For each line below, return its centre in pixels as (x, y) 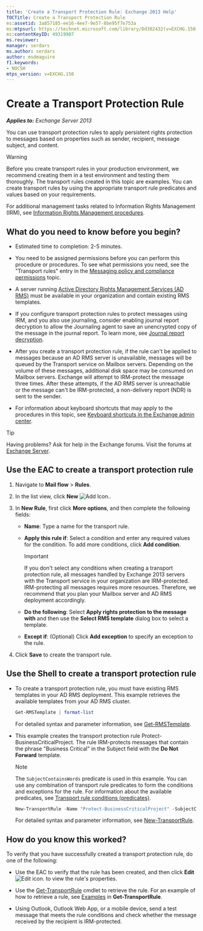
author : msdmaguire (31, 57)
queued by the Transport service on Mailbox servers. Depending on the (104, 364)
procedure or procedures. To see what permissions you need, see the (102, 265)
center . (24, 421)
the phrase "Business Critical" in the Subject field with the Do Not (97, 749)
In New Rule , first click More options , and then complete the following (102, 508)
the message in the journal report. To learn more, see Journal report (100, 333)
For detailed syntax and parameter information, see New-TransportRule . (105, 820)
